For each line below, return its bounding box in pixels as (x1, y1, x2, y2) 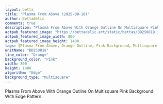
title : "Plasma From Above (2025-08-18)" (5, 12, 90, 17)
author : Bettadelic (5, 16, 45, 21)
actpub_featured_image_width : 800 (5, 35, 75, 39)
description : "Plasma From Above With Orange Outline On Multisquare (5, 25, 149, 30)
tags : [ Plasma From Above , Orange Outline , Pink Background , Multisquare (5, 43, 158, 48)
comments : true (5, 20, 36, 26)
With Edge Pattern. (5, 93, 43, 99)
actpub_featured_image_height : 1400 (5, 39, 79, 44)
